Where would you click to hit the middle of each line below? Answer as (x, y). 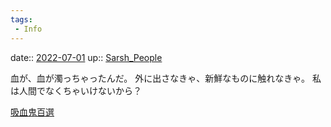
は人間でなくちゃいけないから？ (76, 90)
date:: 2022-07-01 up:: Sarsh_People (86, 57)
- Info (28, 29)
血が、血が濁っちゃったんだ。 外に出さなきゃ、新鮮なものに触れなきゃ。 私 (166, 78)
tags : (21, 19)
